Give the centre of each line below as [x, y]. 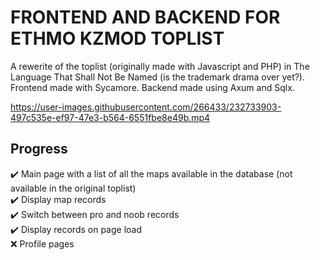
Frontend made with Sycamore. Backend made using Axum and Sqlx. [152, 87]
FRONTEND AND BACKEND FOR [145, 17]
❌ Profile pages [42, 243]
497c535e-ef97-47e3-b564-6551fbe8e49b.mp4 [110, 117]
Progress [39, 149]
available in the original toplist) [73, 188]
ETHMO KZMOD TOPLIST [117, 38]
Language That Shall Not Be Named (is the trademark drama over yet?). [158, 77]
